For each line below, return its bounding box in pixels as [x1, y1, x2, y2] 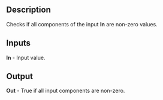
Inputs [6, 38, 31, 49]
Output [6, 71, 33, 81]
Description [6, 5, 51, 15]
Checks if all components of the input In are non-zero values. [6, 20, 158, 28]
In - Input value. [6, 54, 46, 61]
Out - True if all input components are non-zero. [6, 87, 125, 95]
